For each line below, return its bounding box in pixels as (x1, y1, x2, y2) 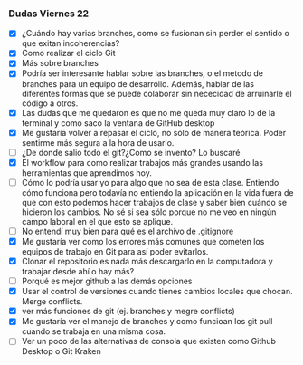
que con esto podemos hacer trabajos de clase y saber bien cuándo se (21, 197, 287, 207)
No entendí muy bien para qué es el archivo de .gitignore (21, 226, 234, 236)
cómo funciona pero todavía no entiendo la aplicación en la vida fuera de (21, 187, 294, 197)
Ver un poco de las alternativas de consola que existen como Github (21, 336, 277, 347)
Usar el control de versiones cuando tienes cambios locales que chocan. (21, 286, 293, 297)
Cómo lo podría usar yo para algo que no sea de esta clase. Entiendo (21, 177, 279, 187)
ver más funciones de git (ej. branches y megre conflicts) (21, 306, 236, 317)
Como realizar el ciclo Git (21, 48, 116, 59)
